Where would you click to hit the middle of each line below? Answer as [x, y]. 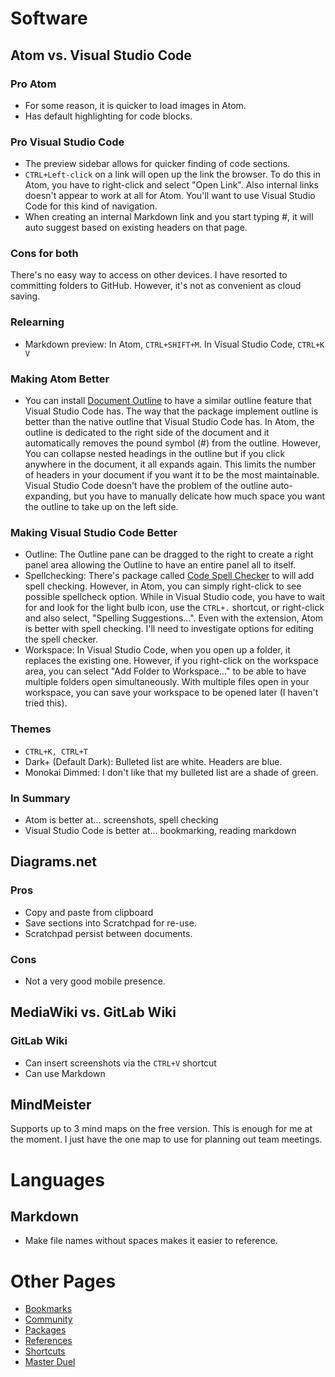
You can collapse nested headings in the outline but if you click [155, 454]
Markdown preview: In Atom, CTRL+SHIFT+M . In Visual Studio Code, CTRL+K [174, 344]
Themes [31, 729]
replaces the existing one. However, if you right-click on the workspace [171, 661]
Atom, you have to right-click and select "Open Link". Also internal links [171, 185]
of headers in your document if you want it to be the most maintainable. [172, 475]
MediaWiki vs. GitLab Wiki [93, 1012]
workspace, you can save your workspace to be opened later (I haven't [171, 693]
